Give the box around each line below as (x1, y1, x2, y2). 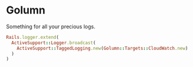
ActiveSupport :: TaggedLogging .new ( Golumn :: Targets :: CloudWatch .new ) (16, 45, 188, 51)
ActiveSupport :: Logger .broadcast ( (11, 39, 96, 46)
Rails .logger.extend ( (6, 34, 59, 40)
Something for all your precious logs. (6, 23, 96, 30)
